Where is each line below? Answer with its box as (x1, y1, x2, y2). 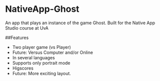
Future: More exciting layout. (12, 70, 71, 76)
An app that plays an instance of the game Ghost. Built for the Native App (5, 20, 156, 26)
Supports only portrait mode (12, 60, 71, 66)
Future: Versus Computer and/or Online (12, 49, 93, 55)
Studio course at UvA (5, 25, 49, 31)
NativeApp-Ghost (5, 3, 80, 15)
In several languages (12, 54, 55, 60)
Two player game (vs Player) (12, 44, 71, 50)
